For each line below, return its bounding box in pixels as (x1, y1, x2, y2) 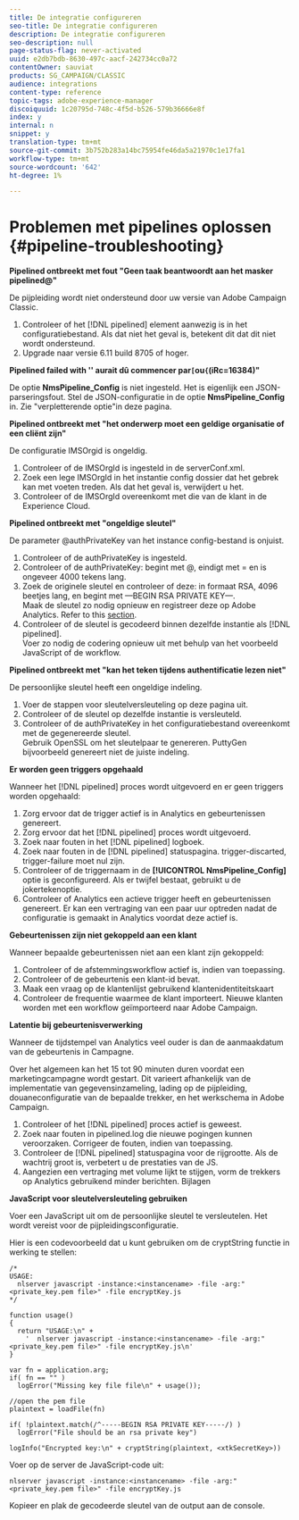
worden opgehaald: (9, 791, 81, 802)
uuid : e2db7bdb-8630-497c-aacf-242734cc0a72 (9, 54, 178, 63)
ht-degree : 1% (9, 171, 62, 180)
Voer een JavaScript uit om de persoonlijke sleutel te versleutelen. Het (9, 1211, 268, 1222)
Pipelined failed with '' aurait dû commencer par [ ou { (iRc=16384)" (9, 365, 261, 376)
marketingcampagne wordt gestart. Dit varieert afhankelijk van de (9, 1073, 252, 1084)
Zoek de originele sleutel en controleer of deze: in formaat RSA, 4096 (21, 581, 278, 592)
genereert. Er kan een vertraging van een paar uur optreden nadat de (21, 903, 278, 914)
